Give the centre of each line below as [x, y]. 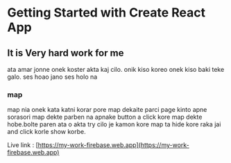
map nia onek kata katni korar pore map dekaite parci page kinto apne [107, 110]
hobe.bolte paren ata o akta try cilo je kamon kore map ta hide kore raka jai [114, 124]
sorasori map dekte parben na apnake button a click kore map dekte [105, 117]
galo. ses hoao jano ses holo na [52, 77]
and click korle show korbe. [47, 132]
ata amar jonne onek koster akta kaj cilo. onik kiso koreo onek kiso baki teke [116, 69]
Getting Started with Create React [106, 13]
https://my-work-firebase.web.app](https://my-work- [113, 145]
